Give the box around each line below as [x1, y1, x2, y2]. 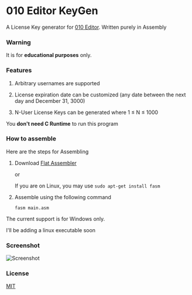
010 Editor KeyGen [6, 4, 98, 18]
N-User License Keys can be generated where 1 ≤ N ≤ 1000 [14, 109, 159, 116]
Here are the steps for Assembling [6, 148, 89, 155]
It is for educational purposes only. [6, 52, 92, 59]
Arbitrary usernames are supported [14, 79, 100, 86]
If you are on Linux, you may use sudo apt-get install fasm [14, 182, 160, 189]
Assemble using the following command [14, 193, 111, 200]
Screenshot [6, 241, 40, 249]
